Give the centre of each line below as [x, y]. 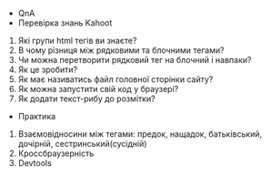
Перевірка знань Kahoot [65, 23]
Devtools [35, 163]
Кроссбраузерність [56, 153]
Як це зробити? [48, 69]
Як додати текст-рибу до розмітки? [87, 98]
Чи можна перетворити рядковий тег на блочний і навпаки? [135, 60]
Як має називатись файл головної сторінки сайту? [115, 79]
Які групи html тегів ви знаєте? [77, 41]
